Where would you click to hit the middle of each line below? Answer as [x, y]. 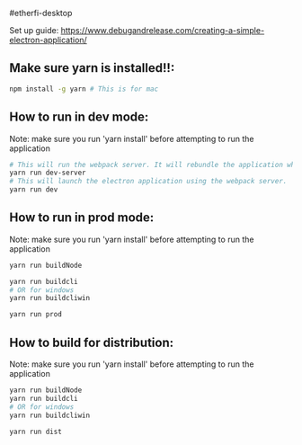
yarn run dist [36, 432]
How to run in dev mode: [79, 117]
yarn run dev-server [48, 173]
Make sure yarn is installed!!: [92, 68]
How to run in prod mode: [82, 218]
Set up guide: [34, 30]
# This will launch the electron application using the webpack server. [148, 182]
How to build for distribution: [92, 342]
